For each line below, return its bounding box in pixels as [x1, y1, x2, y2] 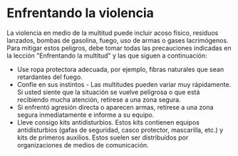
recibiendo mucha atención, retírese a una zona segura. [16, 95, 181, 104]
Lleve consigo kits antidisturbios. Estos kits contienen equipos [16, 118, 200, 126]
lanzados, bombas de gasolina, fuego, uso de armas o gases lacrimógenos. [6, 36, 229, 44]
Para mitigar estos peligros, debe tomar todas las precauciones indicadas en [6, 43, 232, 52]
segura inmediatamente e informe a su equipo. [16, 110, 155, 119]
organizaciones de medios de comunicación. [16, 140, 149, 149]
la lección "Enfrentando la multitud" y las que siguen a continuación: [6, 51, 207, 60]
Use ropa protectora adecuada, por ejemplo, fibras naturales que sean [16, 65, 224, 73]
